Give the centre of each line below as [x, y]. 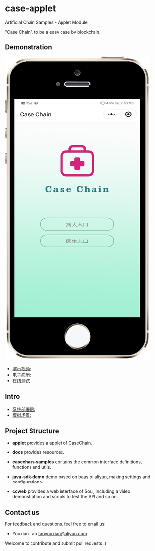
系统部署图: [24, 409]
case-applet [31, 9]
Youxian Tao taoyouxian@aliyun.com [49, 534]
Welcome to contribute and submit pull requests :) [56, 543]
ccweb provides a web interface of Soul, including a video [71, 491]
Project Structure [32, 431]
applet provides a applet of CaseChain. [52, 443]
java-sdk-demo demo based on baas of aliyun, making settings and [81, 477]
